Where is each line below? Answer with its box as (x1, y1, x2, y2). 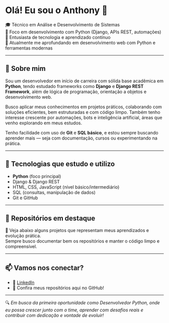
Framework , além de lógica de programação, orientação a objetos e (5, 88, 147, 95)
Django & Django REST (12, 178, 60, 184)
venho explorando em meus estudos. (5, 120, 82, 126)
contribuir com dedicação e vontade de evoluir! (5, 312, 104, 318)
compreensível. (5, 244, 37, 250)
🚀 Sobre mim (5, 64, 46, 73)
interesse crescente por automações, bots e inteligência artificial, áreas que (5, 114, 162, 120)
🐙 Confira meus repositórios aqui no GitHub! (12, 285, 105, 291)
